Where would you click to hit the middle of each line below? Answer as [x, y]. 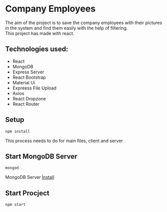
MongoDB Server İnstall [30, 177]
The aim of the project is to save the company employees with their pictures [84, 23]
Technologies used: [37, 49]
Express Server [28, 72]
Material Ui [24, 82]
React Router [26, 104]
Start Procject [27, 193]
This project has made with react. [40, 33]
